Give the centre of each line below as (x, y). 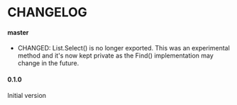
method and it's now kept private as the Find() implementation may (116, 56)
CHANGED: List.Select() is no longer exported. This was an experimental (124, 48)
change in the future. (48, 63)
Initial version (27, 95)
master (18, 32)
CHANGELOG (47, 12)
